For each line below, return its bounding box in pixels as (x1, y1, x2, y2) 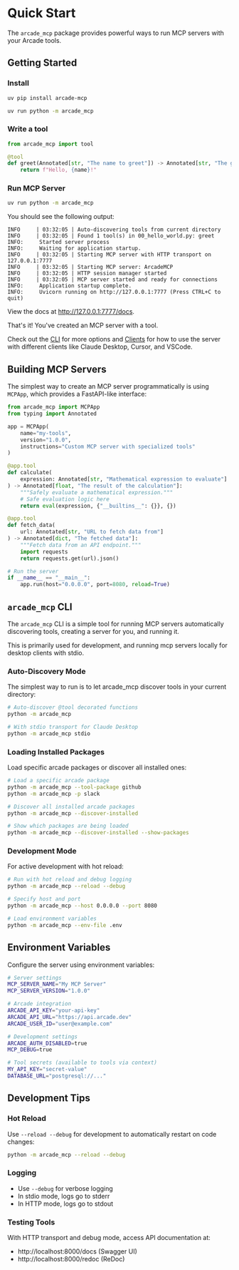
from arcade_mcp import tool (7, 140, 94, 148)
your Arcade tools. (7, 36, 62, 44)
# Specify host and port (7, 896, 81, 903)
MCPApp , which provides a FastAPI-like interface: (7, 390, 147, 399)
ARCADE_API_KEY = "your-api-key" (7, 1007, 100, 1014)
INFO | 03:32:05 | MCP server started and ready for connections (7, 276, 218, 283)
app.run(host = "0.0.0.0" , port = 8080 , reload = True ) (20, 581, 171, 588)
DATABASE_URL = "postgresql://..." (7, 1072, 107, 1080)
